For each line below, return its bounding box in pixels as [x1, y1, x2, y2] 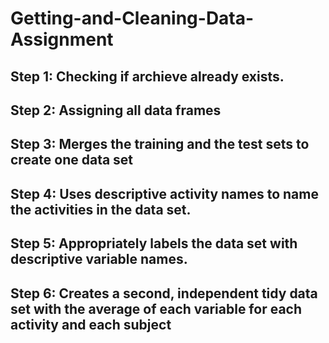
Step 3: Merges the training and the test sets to [10, 136, 310, 153]
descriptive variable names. [10, 251, 188, 268]
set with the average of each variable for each [10, 300, 303, 317]
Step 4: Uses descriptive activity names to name [10, 185, 319, 202]
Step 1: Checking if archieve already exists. [10, 68, 285, 85]
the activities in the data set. [10, 201, 192, 218]
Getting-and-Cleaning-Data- [10, 7, 255, 30]
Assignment [10, 28, 114, 51]
